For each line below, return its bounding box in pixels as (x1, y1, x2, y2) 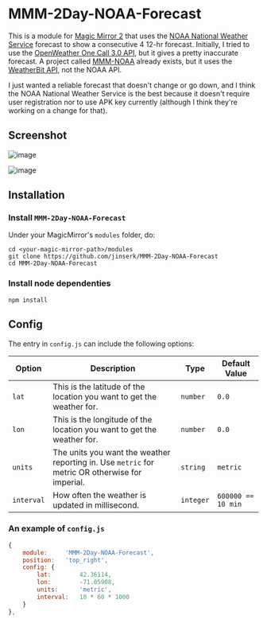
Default (221, 357, 250, 368)
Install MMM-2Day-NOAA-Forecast (8, 212, 126, 224)
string (180, 462, 206, 472)
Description (90, 363, 136, 374)
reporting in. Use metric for (52, 457, 155, 468)
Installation (8, 189, 65, 202)
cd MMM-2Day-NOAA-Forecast (8, 259, 98, 267)
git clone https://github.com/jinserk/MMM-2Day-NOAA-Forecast (8, 252, 219, 261)
